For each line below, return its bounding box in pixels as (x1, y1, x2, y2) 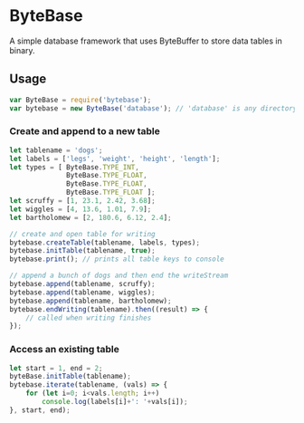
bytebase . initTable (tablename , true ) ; (9, 246, 156, 255)
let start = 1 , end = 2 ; (9, 363, 103, 372)
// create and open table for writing (9, 229, 156, 238)
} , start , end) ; (9, 405, 71, 415)
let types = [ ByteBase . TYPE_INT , (9, 162, 140, 172)
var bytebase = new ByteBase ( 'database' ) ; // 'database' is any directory (9, 103, 298, 113)
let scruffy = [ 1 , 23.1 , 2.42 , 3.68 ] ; (9, 197, 156, 206)
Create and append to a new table (9, 125, 160, 138)
